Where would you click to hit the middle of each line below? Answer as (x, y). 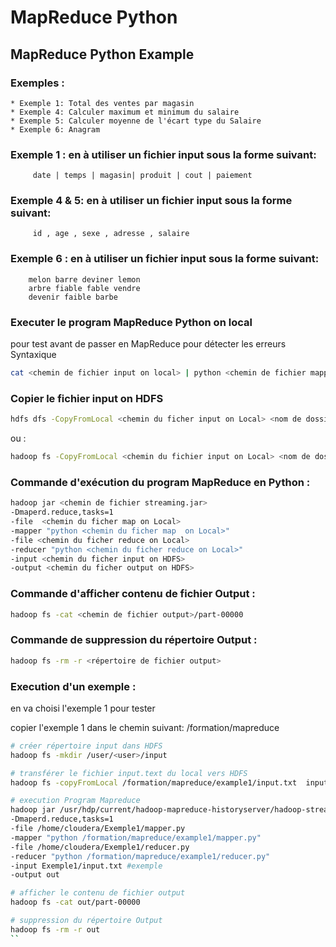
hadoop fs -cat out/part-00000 (75, 902)
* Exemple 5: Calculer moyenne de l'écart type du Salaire (136, 121)
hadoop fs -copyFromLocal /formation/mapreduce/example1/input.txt (154, 782)
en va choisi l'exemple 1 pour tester (83, 708)
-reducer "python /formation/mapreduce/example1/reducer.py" (140, 856)
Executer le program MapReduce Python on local (131, 322)
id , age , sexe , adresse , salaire (111, 234)
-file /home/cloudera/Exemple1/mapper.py (98, 829)
